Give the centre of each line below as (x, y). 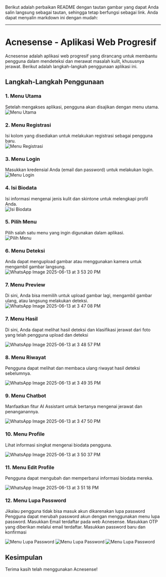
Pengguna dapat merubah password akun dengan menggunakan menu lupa (83, 517)
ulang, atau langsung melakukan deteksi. (47, 301)
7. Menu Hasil (21, 319)
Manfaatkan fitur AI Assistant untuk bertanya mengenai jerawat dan (74, 406)
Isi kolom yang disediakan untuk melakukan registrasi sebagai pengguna (79, 135)
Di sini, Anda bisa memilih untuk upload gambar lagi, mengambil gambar (79, 296)
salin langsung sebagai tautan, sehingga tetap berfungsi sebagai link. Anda (82, 12)
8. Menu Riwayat (25, 357)
